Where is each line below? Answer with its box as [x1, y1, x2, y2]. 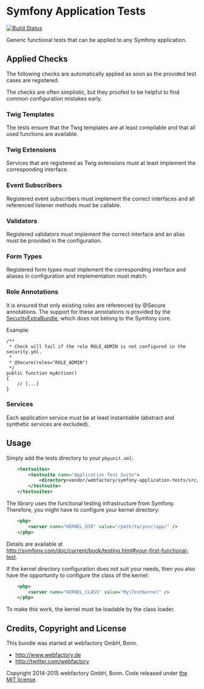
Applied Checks [6, 54, 68, 65]
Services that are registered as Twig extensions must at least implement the [6, 160, 196, 167]
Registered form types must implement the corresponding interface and [6, 266, 186, 274]
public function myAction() [6, 370, 78, 376]
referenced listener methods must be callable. [6, 201, 121, 208]
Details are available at [6, 540, 63, 548]
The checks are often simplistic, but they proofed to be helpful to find [6, 88, 180, 96]
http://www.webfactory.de [15, 651, 81, 659]
